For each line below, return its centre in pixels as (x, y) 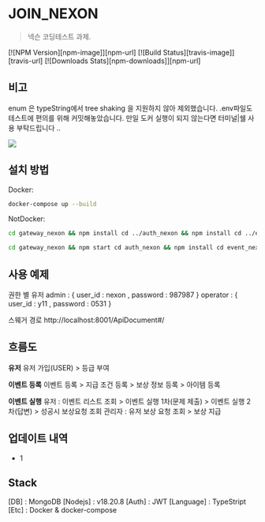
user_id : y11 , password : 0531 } (60, 304)
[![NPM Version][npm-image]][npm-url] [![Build (85, 52)
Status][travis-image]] (199, 52)
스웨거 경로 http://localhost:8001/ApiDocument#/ (86, 320)
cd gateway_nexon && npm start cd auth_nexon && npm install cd (116, 248)
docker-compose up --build (52, 204)
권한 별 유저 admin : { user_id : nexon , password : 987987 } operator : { (123, 295)
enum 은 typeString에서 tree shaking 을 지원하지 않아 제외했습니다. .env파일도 (131, 108)
